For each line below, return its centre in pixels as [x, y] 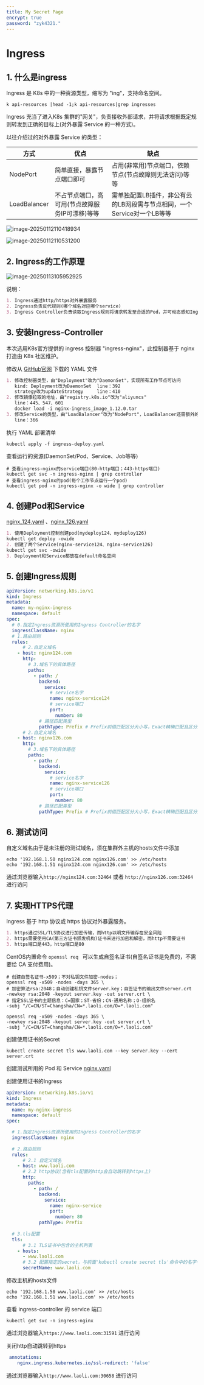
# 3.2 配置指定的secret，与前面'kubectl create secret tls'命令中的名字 [109, 1262]
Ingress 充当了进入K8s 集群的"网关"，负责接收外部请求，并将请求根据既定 [99, 117]
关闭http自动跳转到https [36, 1346]
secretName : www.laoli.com [56, 1268]
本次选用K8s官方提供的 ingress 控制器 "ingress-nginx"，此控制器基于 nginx [100, 348]
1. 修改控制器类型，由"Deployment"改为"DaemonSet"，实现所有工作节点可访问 [93, 380]
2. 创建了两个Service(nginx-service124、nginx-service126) [80, 545]
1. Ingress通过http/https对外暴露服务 [52, 301]
